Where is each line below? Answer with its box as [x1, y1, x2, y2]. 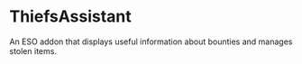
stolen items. [9, 45, 57, 56]
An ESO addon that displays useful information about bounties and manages [9, 36, 293, 47]
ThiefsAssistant [9, 6, 133, 27]
